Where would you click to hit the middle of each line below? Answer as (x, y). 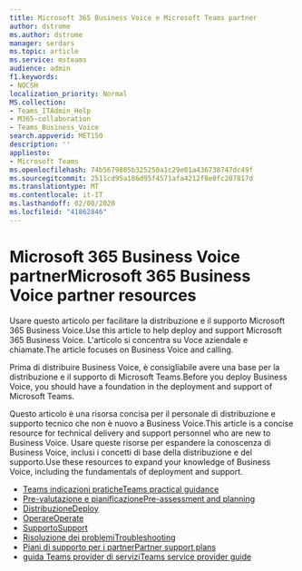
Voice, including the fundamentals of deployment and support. (126, 471)
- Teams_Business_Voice (54, 128)
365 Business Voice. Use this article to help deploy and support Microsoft (146, 330)
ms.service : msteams (49, 60)
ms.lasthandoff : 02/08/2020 (63, 204)
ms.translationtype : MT (54, 187)
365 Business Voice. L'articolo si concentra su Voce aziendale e (129, 340)
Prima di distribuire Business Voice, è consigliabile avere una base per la (145, 367)
